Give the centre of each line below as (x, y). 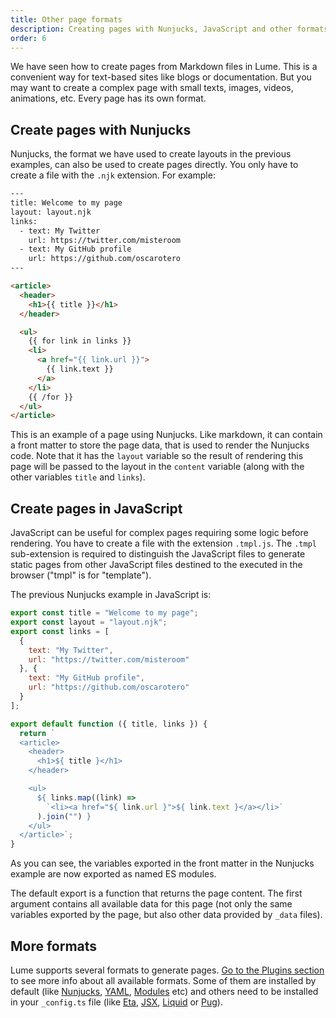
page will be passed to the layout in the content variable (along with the (157, 467)
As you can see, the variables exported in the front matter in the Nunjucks (162, 863)
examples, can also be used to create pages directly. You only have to (154, 165)
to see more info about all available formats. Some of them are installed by (163, 980)
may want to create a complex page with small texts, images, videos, (152, 88)
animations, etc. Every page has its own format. (108, 98)
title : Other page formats (66, 19)
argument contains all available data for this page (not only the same (151, 904)
